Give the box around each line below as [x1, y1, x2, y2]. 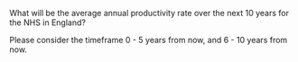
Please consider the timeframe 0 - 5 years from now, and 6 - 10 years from [9, 35, 288, 45]
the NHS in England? [9, 17, 86, 28]
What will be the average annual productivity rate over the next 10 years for [9, 8, 290, 18]
